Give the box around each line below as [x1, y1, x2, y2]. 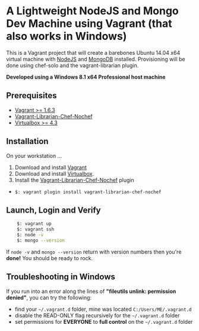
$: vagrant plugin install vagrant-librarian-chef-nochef [14, 189, 162, 195]
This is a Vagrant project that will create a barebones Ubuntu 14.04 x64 [6, 49, 181, 56]
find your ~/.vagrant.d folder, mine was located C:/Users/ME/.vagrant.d [14, 305, 192, 313]
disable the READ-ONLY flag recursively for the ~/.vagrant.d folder [14, 311, 180, 319]
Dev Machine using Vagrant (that [6, 17, 172, 30]
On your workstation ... [6, 152, 62, 159]
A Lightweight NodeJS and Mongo [6, 4, 179, 18]
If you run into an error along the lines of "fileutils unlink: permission [6, 288, 176, 295]
